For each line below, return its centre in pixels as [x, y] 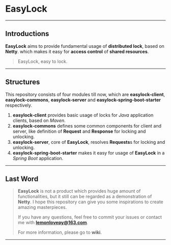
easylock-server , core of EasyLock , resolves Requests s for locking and [89, 142]
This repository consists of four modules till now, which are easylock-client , [85, 94]
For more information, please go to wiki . [60, 232]
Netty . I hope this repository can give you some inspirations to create [91, 202]
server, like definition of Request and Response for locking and [79, 131]
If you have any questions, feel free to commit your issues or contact [90, 217]
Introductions [27, 34]
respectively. [19, 105]
